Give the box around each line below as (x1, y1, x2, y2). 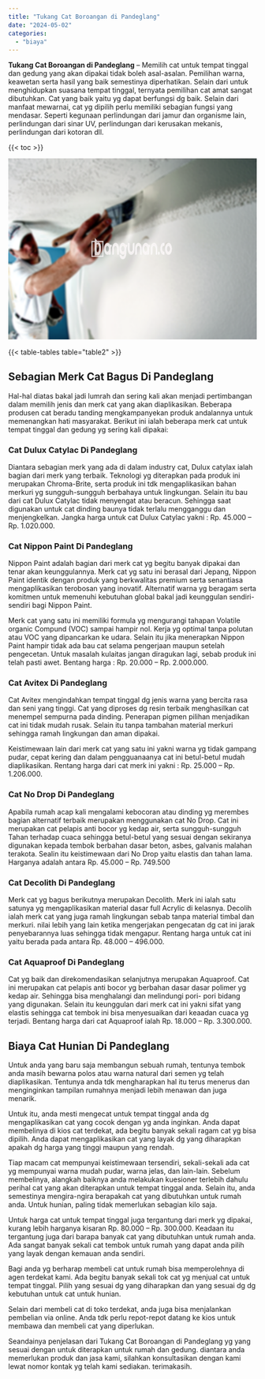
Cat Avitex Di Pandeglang (8, 677, 108, 688)
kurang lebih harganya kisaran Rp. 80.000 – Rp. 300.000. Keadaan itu (8, 1223, 234, 1233)
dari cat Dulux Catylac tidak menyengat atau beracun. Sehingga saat (8, 496, 231, 505)
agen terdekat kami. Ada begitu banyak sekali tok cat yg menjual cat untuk (8, 1272, 250, 1282)
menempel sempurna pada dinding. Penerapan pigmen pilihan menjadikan (8, 712, 250, 721)
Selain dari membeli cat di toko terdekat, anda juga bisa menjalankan (8, 1305, 231, 1314)
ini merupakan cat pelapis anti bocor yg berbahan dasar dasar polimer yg (8, 983, 247, 992)
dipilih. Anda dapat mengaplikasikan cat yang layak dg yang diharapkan (8, 1134, 241, 1144)
